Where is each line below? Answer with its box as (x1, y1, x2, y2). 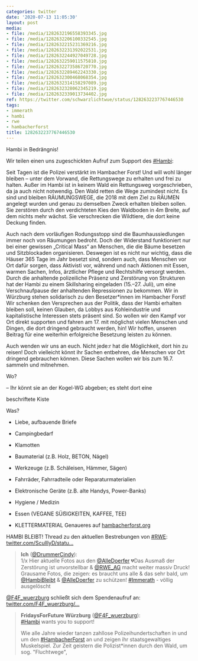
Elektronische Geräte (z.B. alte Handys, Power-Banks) (14, 487, 147, 494)
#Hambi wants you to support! (20, 618, 95, 625)
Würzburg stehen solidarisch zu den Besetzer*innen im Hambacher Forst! (6, 293, 186, 300)
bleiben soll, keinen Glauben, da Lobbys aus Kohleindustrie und (6, 306, 161, 313)
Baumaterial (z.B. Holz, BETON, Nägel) (14, 453, 109, 460)
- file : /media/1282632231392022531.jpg (6, 47, 108, 53)
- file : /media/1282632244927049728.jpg (6, 53, 108, 59)
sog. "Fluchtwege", (20, 648, 67, 655)
